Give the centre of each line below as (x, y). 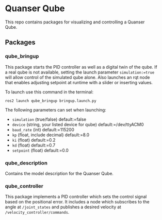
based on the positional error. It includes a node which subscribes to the (77, 202)
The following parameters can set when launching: (56, 110)
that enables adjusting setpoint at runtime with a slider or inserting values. (79, 82)
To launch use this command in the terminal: (49, 92)
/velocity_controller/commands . (37, 212)
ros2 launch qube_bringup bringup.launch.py (51, 101)
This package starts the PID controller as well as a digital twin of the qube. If (81, 67)
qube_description (26, 163)
